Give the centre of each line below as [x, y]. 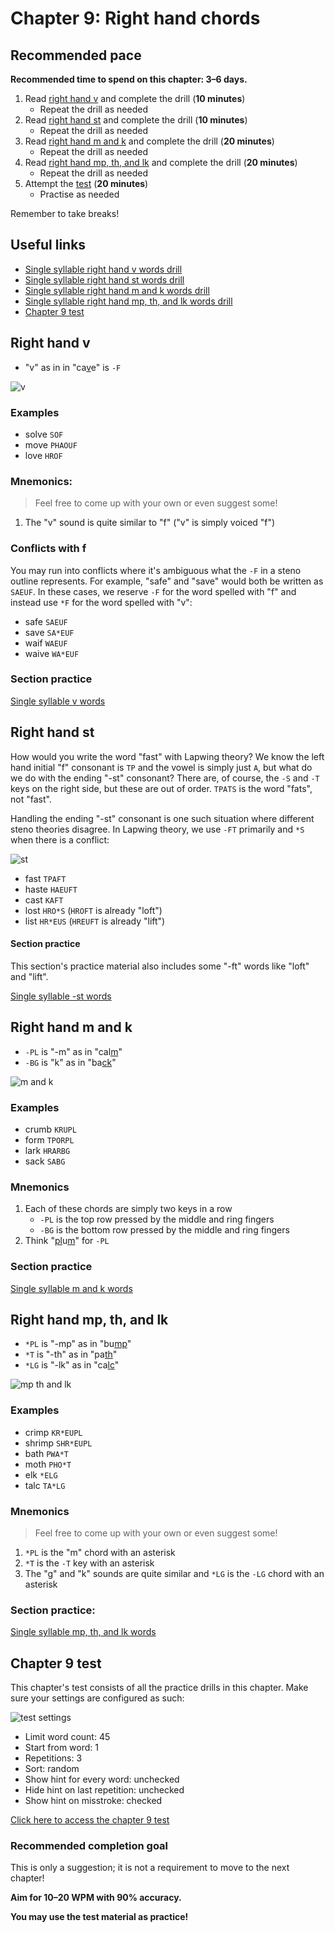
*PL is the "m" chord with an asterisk [100, 1552]
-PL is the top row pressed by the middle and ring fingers [157, 1219]
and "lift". [29, 976]
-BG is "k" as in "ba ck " [70, 1062]
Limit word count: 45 [67, 1737]
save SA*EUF [49, 632]
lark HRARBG [47, 1150]
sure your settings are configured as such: [97, 1698]
